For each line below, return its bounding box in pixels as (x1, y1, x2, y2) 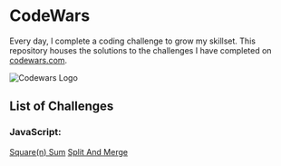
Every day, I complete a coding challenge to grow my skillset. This (9, 35, 257, 46)
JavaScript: (9, 126, 62, 139)
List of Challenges (9, 99, 114, 114)
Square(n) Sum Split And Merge (9, 146, 129, 157)
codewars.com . (9, 54, 68, 65)
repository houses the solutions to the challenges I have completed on (9, 44, 272, 55)
